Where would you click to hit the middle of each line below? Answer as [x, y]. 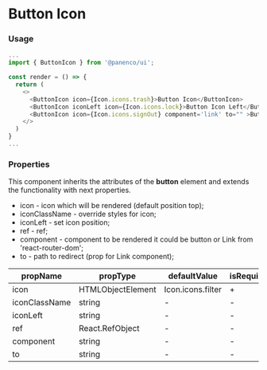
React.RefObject [109, 329]
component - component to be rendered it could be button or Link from [136, 239]
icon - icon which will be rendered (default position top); [112, 206]
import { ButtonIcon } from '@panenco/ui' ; [81, 63]
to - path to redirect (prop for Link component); [97, 257]
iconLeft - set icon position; [65, 222]
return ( [30, 85]
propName [41, 276]
